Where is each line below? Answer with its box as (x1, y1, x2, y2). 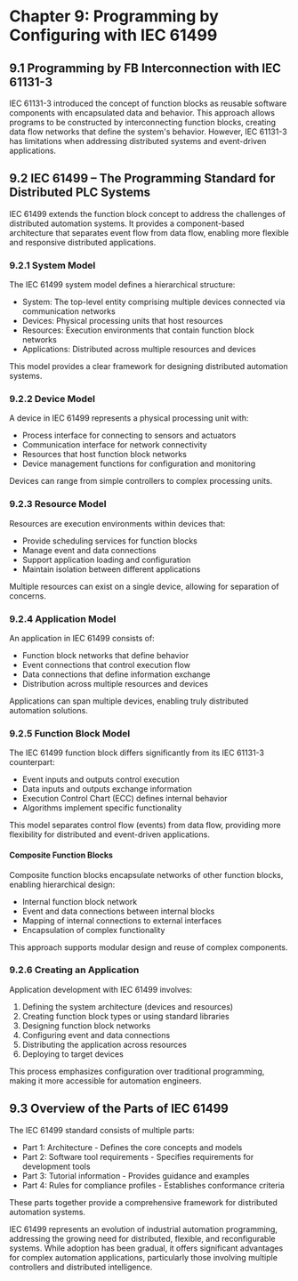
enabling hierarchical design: (9, 879, 116, 890)
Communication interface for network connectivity (21, 439, 207, 450)
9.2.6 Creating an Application (9, 963, 140, 976)
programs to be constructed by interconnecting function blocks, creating (9, 117, 277, 127)
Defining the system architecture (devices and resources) (21, 1001, 234, 1011)
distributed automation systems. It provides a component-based (9, 218, 245, 229)
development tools (21, 1161, 91, 1172)
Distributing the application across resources (21, 1039, 187, 1050)
